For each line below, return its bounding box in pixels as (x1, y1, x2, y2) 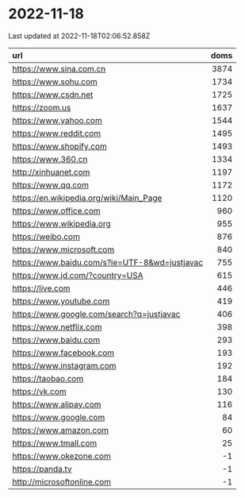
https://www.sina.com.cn (12, 63, 106, 74)
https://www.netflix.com (12, 321, 102, 332)
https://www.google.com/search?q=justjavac (12, 308, 181, 319)
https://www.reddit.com (12, 128, 101, 139)
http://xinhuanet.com (12, 166, 90, 177)
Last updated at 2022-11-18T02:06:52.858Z (8, 31, 151, 41)
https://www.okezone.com (12, 450, 111, 461)
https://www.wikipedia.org (12, 218, 111, 229)
